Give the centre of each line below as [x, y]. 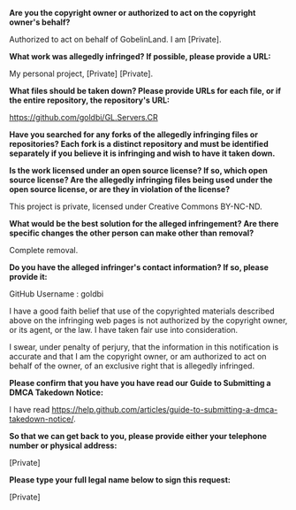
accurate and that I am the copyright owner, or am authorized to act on [138, 356]
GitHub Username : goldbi [57, 294]
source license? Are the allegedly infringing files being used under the [141, 180]
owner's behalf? [40, 22]
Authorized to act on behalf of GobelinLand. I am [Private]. [115, 39]
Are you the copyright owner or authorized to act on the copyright [133, 13]
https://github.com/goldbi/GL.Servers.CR [83, 117]
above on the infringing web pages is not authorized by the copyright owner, [148, 321]
